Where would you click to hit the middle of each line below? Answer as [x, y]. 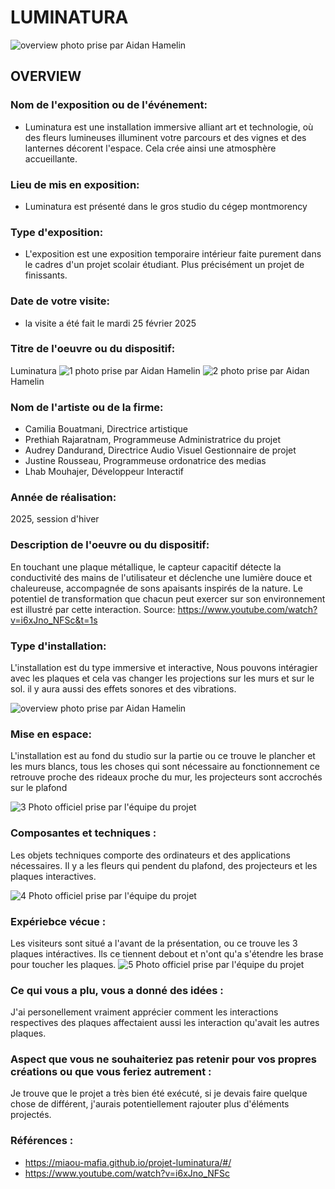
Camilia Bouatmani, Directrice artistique [106, 429]
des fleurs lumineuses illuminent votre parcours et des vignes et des [165, 137]
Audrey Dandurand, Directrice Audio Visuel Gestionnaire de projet [160, 450]
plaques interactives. [53, 876]
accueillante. [51, 158]
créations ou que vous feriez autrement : [111, 1072]
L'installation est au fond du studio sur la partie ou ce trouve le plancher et [163, 756]
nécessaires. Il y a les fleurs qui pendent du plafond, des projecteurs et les [164, 865]
